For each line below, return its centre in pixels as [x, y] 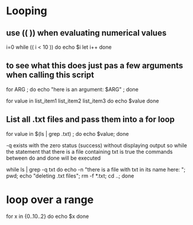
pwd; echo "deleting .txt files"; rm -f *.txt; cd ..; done [70, 176]
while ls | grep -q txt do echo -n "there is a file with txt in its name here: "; [96, 169]
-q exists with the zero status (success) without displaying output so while [97, 145]
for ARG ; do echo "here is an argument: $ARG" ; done [73, 89]
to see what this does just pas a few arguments [95, 66]
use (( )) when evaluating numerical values [86, 33]
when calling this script [50, 75]
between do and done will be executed [54, 158]
